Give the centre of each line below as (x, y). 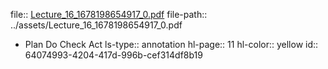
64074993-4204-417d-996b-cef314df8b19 (113, 55)
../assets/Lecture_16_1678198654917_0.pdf (96, 25)
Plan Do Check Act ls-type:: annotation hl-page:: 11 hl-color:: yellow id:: (171, 44)
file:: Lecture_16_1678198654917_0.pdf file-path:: (109, 14)
